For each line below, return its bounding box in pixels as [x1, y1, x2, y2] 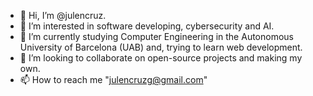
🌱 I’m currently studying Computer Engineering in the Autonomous [19, 31, 294, 42]
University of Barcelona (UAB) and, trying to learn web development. [19, 41, 303, 53]
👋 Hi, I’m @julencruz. [19, 10, 107, 21]
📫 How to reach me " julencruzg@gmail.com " [19, 74, 208, 85]
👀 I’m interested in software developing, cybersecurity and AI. [19, 20, 275, 32]
